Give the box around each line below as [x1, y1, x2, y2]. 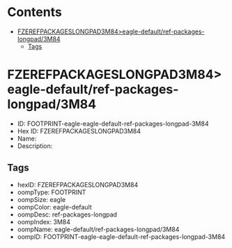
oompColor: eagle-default [17, 203, 92, 211]
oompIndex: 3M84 [17, 217, 71, 226]
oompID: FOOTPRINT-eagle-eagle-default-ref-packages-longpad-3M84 [17, 232, 226, 241]
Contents [7, 4, 63, 20]
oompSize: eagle [17, 195, 66, 203]
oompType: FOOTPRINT [17, 188, 86, 196]
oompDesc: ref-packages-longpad [17, 210, 117, 219]
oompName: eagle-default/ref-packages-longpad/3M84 [17, 225, 180, 233]
